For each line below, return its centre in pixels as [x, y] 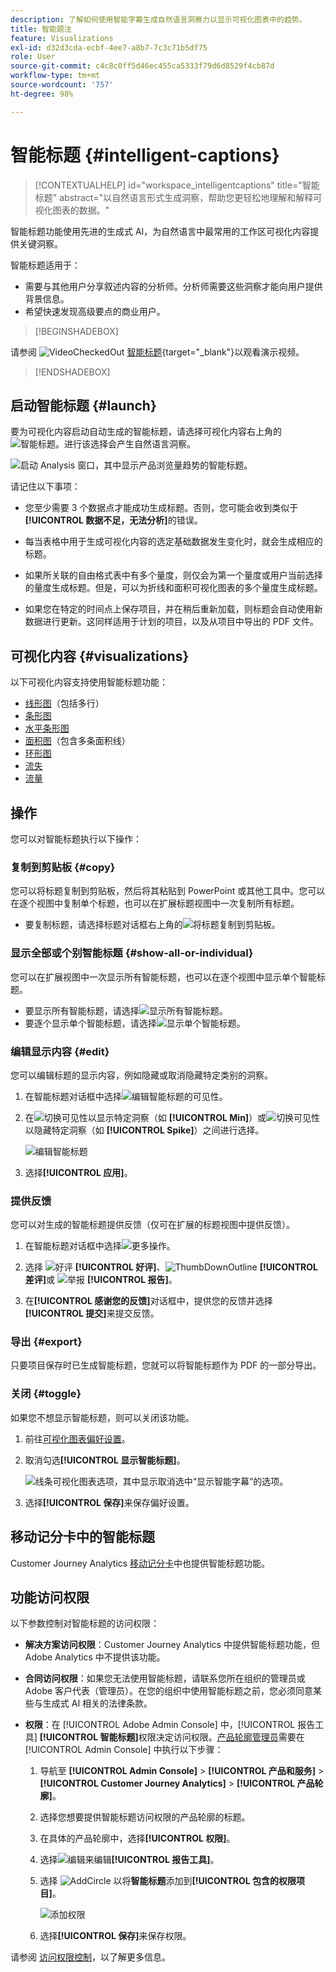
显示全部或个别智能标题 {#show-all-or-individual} [132, 953]
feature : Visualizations [62, 38]
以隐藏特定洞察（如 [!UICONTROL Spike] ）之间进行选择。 [144, 1130]
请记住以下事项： [45, 487]
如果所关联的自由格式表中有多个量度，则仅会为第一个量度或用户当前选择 [173, 575]
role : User [33, 57]
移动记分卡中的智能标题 [82, 1537]
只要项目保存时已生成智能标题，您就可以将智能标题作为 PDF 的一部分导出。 [166, 1365]
